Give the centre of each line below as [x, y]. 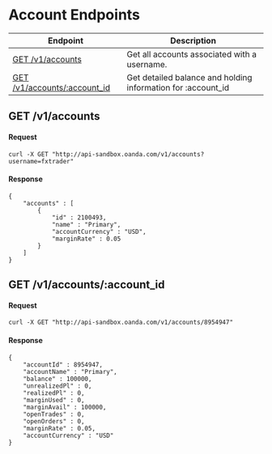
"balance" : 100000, [57, 379]
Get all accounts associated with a [192, 54]
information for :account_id [178, 87]
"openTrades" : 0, [54, 414]
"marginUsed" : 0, [54, 400]
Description [193, 40]
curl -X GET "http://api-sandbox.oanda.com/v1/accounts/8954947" [121, 322]
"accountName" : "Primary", [70, 371]
